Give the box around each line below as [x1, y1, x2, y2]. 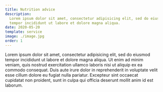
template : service [5, 29, 42, 34]
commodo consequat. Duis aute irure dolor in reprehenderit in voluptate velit [5, 67, 158, 73]
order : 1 [5, 39, 23, 43]
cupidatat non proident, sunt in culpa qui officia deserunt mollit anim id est [5, 77, 154, 83]
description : [5, 12, 32, 16]
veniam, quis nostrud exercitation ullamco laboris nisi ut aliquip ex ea [5, 62, 143, 67]
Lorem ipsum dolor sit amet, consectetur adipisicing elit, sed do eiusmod [5, 52, 150, 57]
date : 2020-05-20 [5, 25, 40, 30]
